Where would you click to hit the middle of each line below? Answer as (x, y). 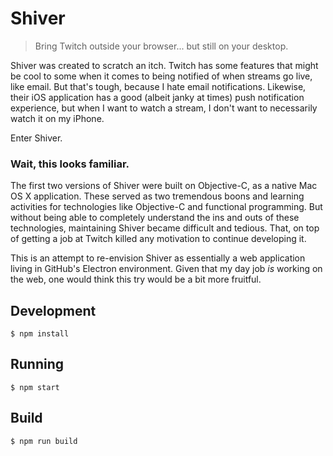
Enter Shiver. (36, 138)
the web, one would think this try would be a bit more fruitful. (136, 279)
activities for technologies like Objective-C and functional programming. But (166, 207)
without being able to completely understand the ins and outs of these (155, 218)
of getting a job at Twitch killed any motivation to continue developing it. (158, 239)
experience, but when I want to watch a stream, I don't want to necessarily (164, 108)
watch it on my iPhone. (57, 118)
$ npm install (40, 334)
